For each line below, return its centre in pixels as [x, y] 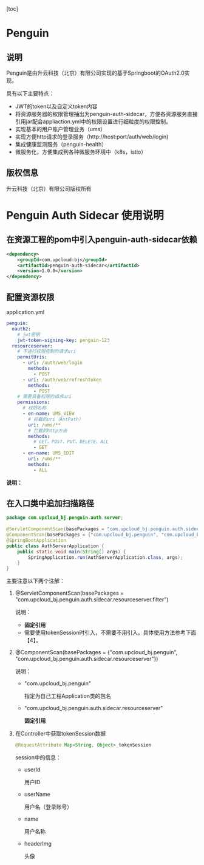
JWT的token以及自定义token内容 [56, 106]
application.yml [25, 312]
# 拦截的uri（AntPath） [56, 419]
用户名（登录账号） [48, 807]
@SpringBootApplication [36, 540]
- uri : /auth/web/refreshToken [62, 380]
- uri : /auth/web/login [53, 363]
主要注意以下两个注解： [36, 581]
